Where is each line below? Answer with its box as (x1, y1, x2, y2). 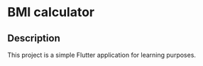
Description (7, 32, 60, 44)
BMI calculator (7, 4, 94, 20)
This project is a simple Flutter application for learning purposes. (7, 51, 197, 59)
